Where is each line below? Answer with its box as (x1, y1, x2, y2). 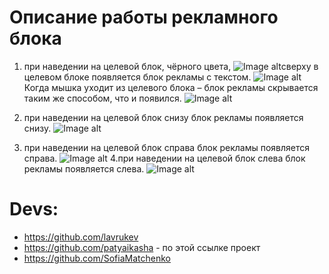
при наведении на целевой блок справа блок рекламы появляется (23, 141, 310, 153)
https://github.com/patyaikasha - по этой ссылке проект (23, 241, 261, 253)
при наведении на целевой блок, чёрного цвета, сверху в (23, 60, 319, 72)
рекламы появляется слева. (23, 162, 145, 175)
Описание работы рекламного (9, 6, 279, 29)
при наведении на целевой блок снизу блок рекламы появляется (23, 111, 304, 123)
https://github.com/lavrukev (23, 231, 139, 243)
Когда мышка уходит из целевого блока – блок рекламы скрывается (23, 81, 319, 93)
